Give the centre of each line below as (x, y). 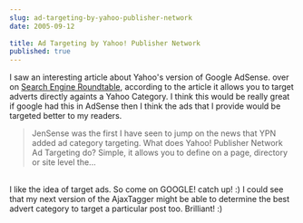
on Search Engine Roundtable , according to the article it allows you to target (152, 87)
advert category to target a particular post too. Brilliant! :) (116, 208)
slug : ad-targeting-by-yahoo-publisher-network (101, 18)
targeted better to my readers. (66, 116)
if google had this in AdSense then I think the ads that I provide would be (145, 106)
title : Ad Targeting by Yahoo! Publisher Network (105, 43)
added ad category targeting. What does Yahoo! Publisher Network (157, 143)
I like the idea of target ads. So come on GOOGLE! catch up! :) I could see (147, 189)
